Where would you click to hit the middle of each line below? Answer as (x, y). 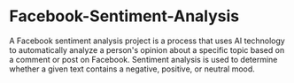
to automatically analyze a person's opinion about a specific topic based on (147, 49)
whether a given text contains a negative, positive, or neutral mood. (132, 69)
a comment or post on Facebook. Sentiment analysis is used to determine (143, 59)
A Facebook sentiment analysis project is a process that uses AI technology (147, 41)
